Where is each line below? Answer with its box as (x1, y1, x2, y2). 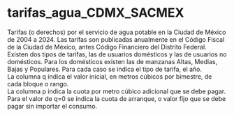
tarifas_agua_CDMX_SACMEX (7, 5, 184, 21)
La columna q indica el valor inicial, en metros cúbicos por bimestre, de (7, 72, 212, 81)
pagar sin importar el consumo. (7, 102, 98, 110)
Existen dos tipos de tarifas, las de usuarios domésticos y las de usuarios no (7, 50, 227, 58)
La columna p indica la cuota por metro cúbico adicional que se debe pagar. (7, 87, 226, 95)
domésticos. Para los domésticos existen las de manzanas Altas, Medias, (7, 57, 218, 65)
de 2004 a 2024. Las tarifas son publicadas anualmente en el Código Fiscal (7, 35, 225, 43)
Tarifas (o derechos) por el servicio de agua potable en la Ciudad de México (7, 28, 226, 36)
